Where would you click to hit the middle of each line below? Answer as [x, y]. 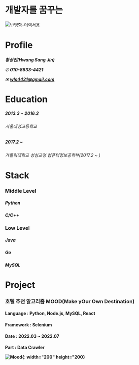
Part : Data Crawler [25, 348]
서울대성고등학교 [21, 126]
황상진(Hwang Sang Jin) [30, 59]
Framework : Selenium [29, 324]
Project [20, 285]
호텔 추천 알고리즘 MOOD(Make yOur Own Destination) [70, 301]
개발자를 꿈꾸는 [34, 10]
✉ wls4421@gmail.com [30, 79]
